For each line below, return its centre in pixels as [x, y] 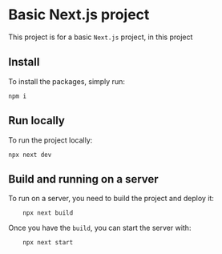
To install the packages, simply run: [67, 81]
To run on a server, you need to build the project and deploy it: [111, 199]
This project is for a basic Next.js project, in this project [101, 37]
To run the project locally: [50, 140]
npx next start [48, 243]
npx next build [48, 213]
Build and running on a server [83, 179]
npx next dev [30, 155]
